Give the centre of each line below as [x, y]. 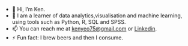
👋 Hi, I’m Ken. [29, 9]
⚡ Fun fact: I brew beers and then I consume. [67, 38]
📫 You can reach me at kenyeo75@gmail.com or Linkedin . [84, 29]
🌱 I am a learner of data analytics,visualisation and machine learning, [97, 16]
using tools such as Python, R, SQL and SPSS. [69, 22]
